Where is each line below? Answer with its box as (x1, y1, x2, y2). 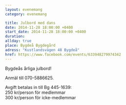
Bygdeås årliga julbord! (5, 65, 52, 71)
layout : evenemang (5, 7, 42, 12)
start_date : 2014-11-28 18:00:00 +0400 (5, 30, 86, 35)
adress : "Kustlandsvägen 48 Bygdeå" (5, 47, 80, 52)
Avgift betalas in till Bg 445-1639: (5, 84, 72, 90)
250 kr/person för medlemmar (5, 89, 66, 95)
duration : (5, 34, 25, 39)
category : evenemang (5, 12, 47, 17)
